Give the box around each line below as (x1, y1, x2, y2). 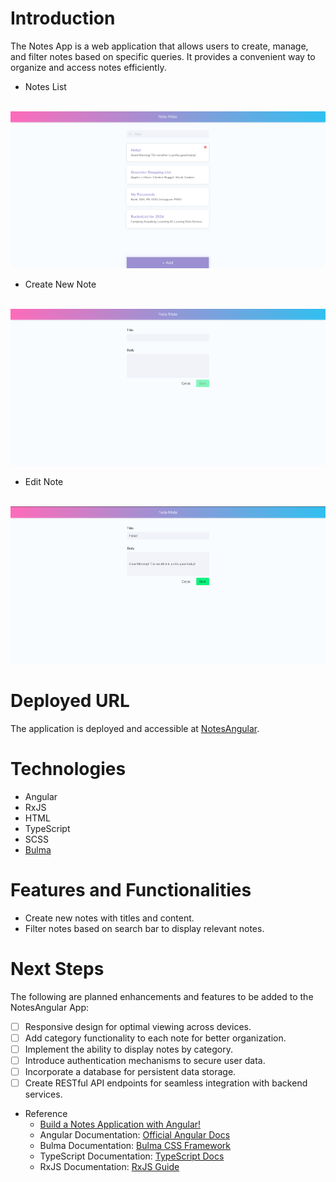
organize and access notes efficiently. (10, 61, 167, 73)
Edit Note (24, 476, 64, 488)
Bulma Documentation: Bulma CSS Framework (39, 1140, 232, 1152)
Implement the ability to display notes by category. (24, 1043, 233, 1055)
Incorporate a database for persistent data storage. (24, 1065, 237, 1077)
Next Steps (10, 957, 105, 980)
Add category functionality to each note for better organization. (24, 1032, 287, 1044)
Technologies (10, 758, 127, 781)
